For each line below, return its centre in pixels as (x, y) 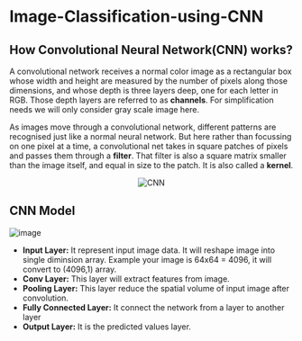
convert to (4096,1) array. (69, 269)
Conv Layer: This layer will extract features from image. (126, 278)
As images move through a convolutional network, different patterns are (143, 127)
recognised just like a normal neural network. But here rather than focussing (151, 136)
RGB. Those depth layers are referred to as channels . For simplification (142, 100)
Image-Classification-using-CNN (137, 17)
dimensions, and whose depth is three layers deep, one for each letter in (144, 90)
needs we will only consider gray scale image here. (105, 109)
